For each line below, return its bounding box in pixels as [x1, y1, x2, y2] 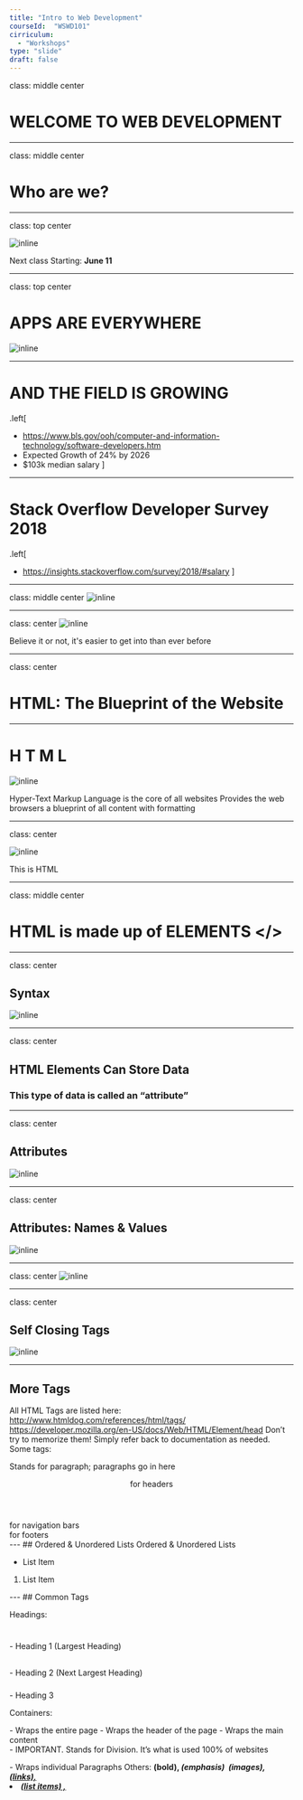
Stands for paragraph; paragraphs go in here [9, 1461, 176, 1472]
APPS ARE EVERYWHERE [9, 313, 202, 334]
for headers [129, 1479, 174, 1490]
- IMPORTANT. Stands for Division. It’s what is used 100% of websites [9, 1744, 269, 1755]
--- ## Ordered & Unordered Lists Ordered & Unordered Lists [9, 1539, 236, 1550]
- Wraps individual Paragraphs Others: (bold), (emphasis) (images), [9, 1761, 266, 1772]
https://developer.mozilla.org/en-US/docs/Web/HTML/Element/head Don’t [9, 1425, 286, 1436]
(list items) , [21, 1780, 67, 1791]
